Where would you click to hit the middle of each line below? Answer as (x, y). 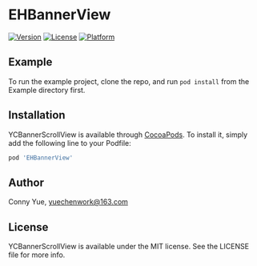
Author (26, 182)
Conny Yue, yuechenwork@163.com (68, 202)
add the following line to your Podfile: (70, 143)
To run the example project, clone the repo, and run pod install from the (129, 81)
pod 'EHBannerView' (41, 158)
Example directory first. (47, 90)
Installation (37, 115)
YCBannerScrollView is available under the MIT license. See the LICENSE (129, 247)
